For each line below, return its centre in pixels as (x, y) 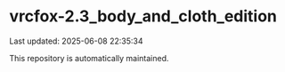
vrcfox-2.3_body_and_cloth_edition (143, 16)
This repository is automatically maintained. (89, 58)
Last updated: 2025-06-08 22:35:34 (76, 41)
